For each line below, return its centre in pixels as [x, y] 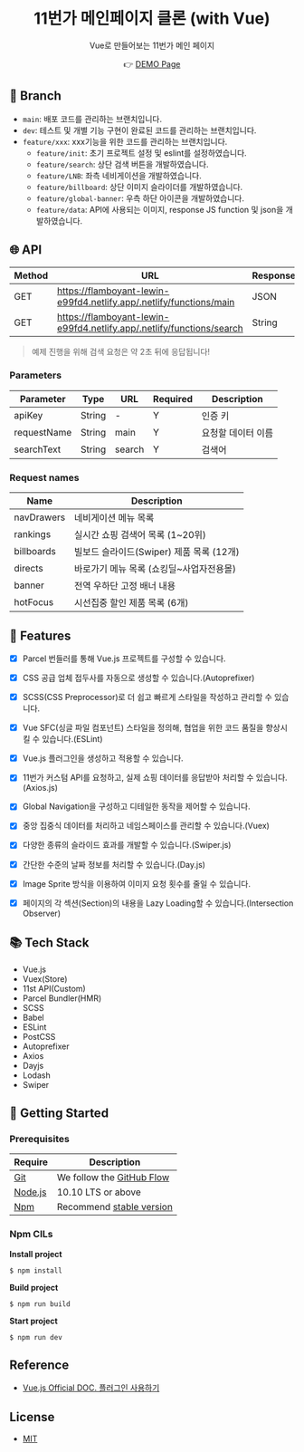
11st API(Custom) [54, 988]
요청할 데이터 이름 [237, 433]
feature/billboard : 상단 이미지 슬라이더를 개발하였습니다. [139, 187]
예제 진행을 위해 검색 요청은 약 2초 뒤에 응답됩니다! [121, 351]
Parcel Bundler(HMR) [62, 998]
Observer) [42, 913]
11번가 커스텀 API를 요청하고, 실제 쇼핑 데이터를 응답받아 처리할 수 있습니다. [155, 778]
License [32, 1417]
